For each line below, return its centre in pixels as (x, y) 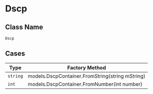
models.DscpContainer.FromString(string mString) (87, 76)
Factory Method (87, 68)
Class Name (24, 27)
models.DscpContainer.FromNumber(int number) (85, 84)
